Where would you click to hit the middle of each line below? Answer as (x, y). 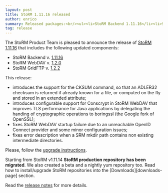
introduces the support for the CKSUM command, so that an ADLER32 (85, 87)
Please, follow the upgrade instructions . (46, 150)
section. (26, 176)
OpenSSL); (23, 119)
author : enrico (21, 19)
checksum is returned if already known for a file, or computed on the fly (86, 93)
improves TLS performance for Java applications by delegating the (81, 109)
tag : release (19, 28)
